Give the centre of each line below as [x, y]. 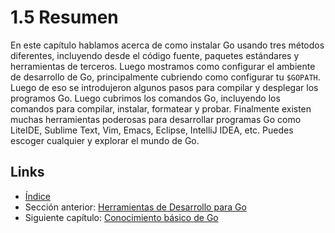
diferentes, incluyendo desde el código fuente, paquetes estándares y [155, 55]
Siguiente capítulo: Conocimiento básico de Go [121, 217]
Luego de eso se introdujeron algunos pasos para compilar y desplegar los [164, 87]
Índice [37, 196]
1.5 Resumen [64, 17]
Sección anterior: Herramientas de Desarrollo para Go [135, 207]
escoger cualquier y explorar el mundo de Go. [105, 140]
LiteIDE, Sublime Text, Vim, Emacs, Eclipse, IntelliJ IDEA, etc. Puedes [152, 130]
